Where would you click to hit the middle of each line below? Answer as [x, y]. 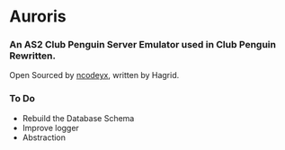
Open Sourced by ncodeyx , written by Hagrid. [94, 75]
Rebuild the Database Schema [78, 118]
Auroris [38, 17]
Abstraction [44, 137]
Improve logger [50, 128]
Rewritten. [33, 56]
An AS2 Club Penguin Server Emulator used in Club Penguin [143, 45]
